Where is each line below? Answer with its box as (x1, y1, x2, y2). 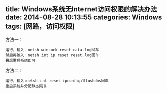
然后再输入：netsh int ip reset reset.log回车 (5, 52, 99, 58)
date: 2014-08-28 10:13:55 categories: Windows (5, 13, 162, 22)
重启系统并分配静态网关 (5, 83, 47, 89)
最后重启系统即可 (5, 58, 36, 63)
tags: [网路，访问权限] (5, 22, 75, 31)
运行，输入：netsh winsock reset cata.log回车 (5, 47, 99, 52)
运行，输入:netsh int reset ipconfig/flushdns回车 (5, 78, 109, 83)
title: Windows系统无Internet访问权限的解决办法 (5, 5, 158, 14)
